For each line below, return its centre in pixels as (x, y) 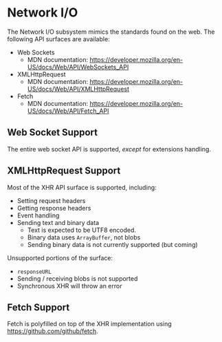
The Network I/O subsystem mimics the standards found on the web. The (111, 32)
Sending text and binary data (58, 222)
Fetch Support (38, 307)
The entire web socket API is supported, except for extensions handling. (109, 149)
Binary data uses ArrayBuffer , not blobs (84, 237)
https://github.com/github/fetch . (53, 331)
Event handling (38, 215)
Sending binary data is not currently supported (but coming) (112, 244)
